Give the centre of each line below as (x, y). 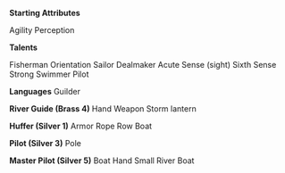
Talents (24, 47)
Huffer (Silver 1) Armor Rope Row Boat (81, 126)
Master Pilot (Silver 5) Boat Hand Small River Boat (102, 161)
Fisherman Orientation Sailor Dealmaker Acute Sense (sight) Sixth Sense (143, 65)
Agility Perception (42, 30)
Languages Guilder (45, 91)
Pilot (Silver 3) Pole (46, 143)
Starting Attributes (45, 13)
